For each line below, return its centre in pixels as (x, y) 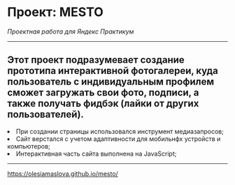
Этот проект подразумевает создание (96, 60)
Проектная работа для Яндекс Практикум (71, 31)
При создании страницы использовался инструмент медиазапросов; (120, 131)
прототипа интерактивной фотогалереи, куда (113, 71)
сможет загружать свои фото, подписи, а (103, 92)
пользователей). (45, 115)
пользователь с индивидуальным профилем (111, 82)
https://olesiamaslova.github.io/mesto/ (63, 173)
